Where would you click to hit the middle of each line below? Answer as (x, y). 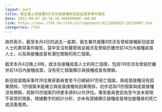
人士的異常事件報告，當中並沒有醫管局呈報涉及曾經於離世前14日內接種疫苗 (79, 48)
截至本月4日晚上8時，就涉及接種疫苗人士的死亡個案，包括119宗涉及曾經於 (79, 64)
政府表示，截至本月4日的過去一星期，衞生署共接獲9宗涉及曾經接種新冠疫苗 (80, 42)
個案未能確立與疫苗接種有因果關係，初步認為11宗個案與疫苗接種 (91, 86)
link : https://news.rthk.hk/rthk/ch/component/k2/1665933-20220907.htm (79, 23)
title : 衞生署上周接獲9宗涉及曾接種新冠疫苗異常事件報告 (55, 14)
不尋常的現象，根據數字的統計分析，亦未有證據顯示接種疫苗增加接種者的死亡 (81, 98)
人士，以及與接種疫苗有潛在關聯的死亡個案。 (50, 54)
